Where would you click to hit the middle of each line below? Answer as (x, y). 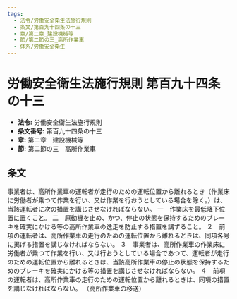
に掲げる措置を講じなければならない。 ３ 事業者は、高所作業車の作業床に (116, 244)
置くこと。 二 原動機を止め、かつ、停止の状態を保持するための (113, 218)
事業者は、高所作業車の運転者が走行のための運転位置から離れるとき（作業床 (119, 191)
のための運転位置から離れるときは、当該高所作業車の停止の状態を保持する (115, 262)
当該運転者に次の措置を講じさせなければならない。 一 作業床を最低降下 (113, 209)
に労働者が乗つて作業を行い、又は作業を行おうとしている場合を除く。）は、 (117, 200)
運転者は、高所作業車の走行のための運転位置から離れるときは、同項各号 (124, 235)
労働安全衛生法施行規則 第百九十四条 (114, 84)
